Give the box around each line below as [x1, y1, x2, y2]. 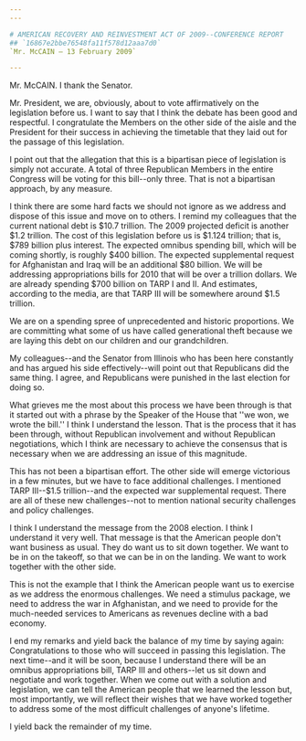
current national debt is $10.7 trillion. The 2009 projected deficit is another [9, 220, 290, 231]
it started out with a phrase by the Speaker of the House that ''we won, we [9, 409, 290, 420]
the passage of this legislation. [9, 136, 125, 147]
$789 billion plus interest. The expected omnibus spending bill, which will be [9, 239, 297, 251]
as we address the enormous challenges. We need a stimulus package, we [9, 588, 290, 599]
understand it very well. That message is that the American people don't [9, 532, 281, 544]
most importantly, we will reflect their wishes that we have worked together [9, 693, 292, 704]
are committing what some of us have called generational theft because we [9, 325, 293, 336]
